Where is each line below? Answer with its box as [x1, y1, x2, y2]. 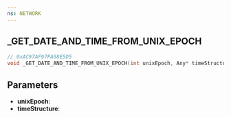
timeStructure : [16, 104, 60, 113]
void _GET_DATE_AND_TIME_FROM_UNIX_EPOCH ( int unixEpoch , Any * [7, 60, 189, 67]
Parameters [7, 79, 58, 91]
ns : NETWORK [7, 10, 41, 17]
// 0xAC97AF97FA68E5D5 [7, 54, 72, 60]
